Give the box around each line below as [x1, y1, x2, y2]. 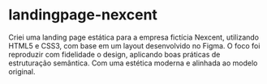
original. [8, 66, 36, 76]
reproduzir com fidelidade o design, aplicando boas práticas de [8, 49, 221, 59]
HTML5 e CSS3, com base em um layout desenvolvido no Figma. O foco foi [8, 40, 261, 50]
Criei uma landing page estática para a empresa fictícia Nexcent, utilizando [8, 32, 260, 42]
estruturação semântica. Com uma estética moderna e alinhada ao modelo [8, 58, 258, 68]
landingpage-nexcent [8, 6, 158, 24]
